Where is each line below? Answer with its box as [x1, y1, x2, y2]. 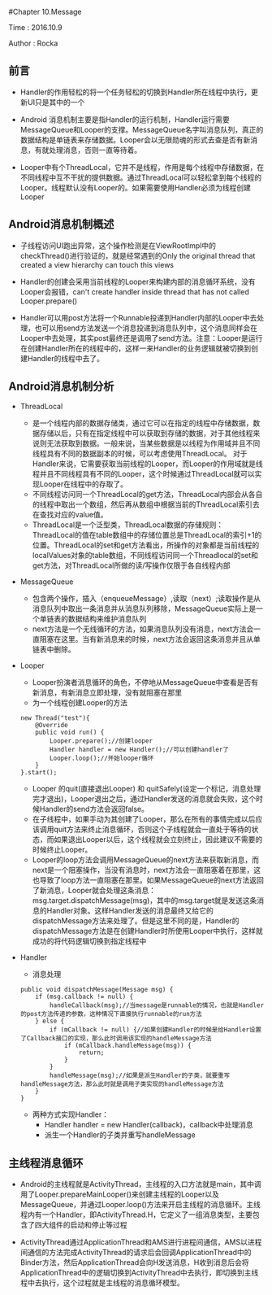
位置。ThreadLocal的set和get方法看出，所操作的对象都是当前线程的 [32, 540, 260, 550]
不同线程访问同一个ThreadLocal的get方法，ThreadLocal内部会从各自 [32, 490, 263, 499]
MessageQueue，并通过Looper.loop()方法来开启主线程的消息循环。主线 [19, 1200, 261, 1210]
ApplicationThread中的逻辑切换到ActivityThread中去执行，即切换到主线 [19, 1268, 259, 1278]
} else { [35, 1017, 65, 1026]
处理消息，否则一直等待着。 [48, 145, 142, 155]
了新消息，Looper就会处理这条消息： [32, 886, 157, 896]
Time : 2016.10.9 [8, 23, 63, 32]
